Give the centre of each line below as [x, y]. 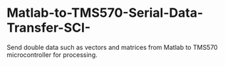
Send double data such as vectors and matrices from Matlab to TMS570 [112, 47]
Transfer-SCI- [49, 28]
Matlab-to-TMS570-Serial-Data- [105, 13]
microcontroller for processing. [52, 55]
